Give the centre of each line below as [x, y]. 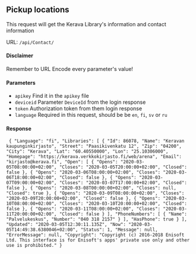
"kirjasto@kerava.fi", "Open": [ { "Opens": [62, 162]
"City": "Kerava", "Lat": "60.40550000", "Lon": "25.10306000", [87, 151]
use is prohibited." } [34, 246]
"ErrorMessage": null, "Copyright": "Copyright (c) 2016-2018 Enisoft [95, 235]
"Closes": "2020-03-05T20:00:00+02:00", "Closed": [123, 167]
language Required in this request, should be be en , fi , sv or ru [91, 115]
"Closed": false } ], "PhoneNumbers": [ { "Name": [123, 214]
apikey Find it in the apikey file [52, 96]
